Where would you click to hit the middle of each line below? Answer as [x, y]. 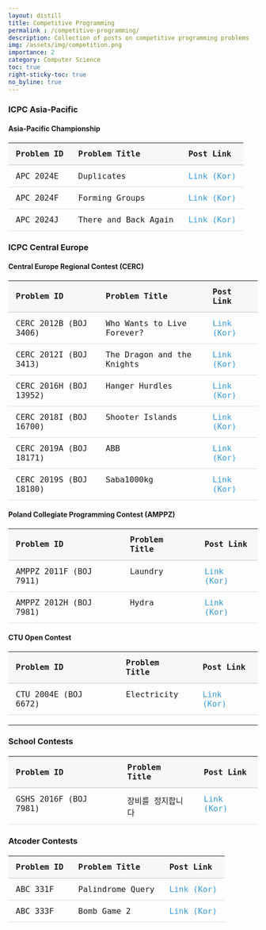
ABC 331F [35, 890]
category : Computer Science [55, 60]
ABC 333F [35, 911]
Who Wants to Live [146, 323]
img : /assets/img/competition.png [65, 45]
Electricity [152, 694]
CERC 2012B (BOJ [51, 323]
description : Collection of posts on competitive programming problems [129, 38]
